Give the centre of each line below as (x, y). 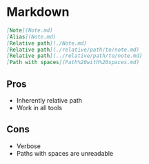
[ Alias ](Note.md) (31, 37)
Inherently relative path (49, 100)
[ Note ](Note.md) (30, 30)
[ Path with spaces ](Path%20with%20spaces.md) (73, 63)
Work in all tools (39, 108)
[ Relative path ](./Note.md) (47, 43)
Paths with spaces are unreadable (65, 153)
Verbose (28, 146)
